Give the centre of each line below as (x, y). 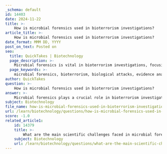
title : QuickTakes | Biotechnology (46, 56)
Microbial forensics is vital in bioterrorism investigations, (81, 65)
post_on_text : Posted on (31, 47)
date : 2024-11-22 (23, 19)
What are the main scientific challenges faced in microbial (88, 135)
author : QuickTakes (25, 79)
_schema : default (23, 10)
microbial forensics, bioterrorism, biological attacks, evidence (84, 75)
